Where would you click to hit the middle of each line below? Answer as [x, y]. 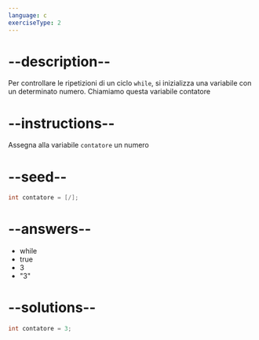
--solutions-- [52, 308]
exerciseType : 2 [35, 23]
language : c [27, 15]
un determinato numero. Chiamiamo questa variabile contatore [109, 92]
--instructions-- [62, 123]
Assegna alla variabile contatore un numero [78, 145]
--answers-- [50, 229]
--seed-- [38, 177]
